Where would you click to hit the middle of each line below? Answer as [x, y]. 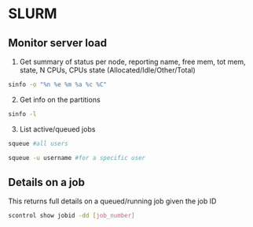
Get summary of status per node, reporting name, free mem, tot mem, [132, 61]
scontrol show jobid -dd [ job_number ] [71, 216]
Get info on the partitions [60, 99]
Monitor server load [58, 43]
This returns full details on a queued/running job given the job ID [112, 201]
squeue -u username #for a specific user [77, 158]
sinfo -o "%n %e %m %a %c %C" [58, 84]
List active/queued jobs [57, 129]
